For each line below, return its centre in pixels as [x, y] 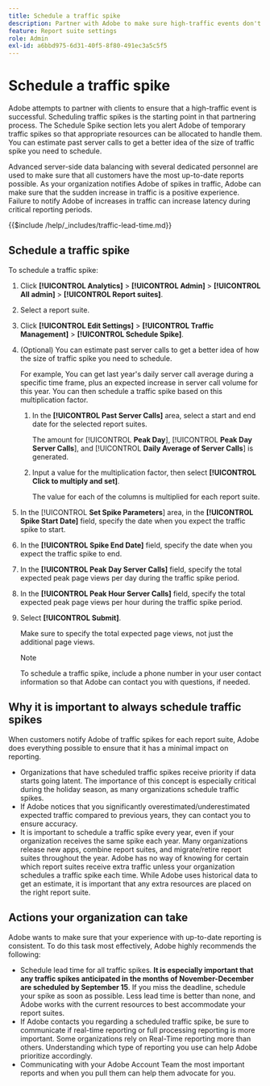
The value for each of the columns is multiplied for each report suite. [146, 497]
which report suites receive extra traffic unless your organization [127, 866]
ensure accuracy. [49, 824]
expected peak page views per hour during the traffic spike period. [131, 602]
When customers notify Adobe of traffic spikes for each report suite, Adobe [134, 739]
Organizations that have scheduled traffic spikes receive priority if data [138, 772]
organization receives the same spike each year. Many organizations [134, 841]
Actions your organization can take [98, 918]
